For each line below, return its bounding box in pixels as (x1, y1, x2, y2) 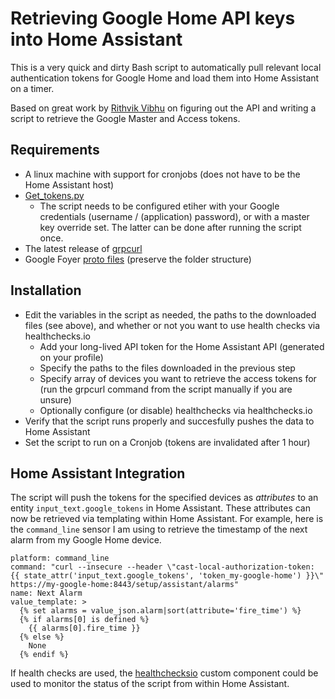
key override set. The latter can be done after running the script (39, 221, 302, 233)
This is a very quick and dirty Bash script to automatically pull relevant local (10, 61, 322, 73)
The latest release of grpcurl (24, 242, 143, 254)
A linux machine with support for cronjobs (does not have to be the (24, 168, 301, 180)
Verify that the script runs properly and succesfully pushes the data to (24, 415, 315, 427)
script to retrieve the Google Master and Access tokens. (10, 112, 241, 124)
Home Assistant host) (24, 178, 115, 191)
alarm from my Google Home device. (10, 534, 162, 546)
